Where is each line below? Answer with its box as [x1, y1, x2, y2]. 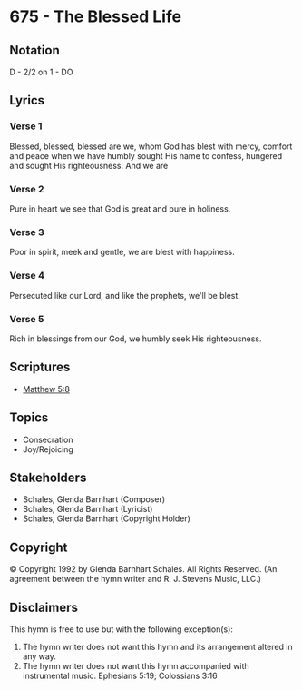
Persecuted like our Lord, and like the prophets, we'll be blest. [9, 290, 240, 301]
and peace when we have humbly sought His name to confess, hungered [9, 150, 283, 161]
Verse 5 [9, 312, 44, 325]
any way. [22, 651, 56, 662]
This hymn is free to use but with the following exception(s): [9, 624, 234, 635]
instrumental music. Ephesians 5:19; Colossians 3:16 [22, 670, 218, 681]
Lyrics [9, 93, 45, 108]
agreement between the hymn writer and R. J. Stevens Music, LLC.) [9, 574, 261, 585]
